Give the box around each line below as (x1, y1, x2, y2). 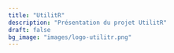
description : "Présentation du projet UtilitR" (8, 19, 168, 26)
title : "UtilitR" (8, 11, 65, 19)
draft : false (8, 26, 51, 34)
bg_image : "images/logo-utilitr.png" (8, 33, 132, 41)
